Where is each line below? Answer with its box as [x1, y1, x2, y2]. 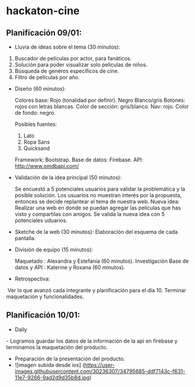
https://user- [84, 361, 115, 368]
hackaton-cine [6, 4, 80, 18]
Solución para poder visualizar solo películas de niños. [14, 61, 148, 68]
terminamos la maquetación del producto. [6, 343, 108, 350]
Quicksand [23, 145, 50, 151]
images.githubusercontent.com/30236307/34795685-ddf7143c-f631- [14, 367, 186, 375]
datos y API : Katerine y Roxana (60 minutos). [14, 264, 125, 270]
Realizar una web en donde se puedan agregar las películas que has [14, 204, 181, 211]
